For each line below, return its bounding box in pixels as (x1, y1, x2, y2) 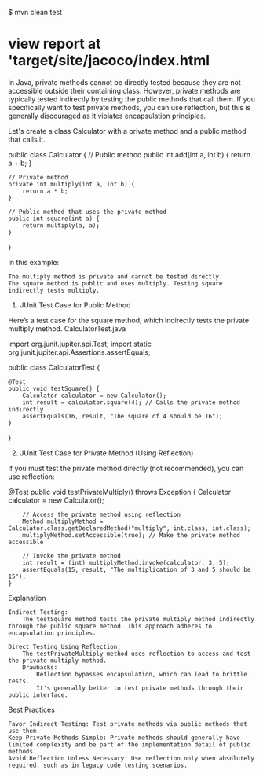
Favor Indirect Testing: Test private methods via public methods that (8, 720, 247, 727)
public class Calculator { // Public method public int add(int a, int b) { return (8, 149, 251, 159)
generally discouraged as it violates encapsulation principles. (8, 111, 206, 120)
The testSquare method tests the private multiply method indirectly (22, 615, 255, 623)
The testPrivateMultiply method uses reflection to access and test (22, 650, 251, 657)
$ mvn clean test (8, 8, 63, 17)
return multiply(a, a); (22, 221, 100, 230)
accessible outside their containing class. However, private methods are (8, 86, 241, 95)
